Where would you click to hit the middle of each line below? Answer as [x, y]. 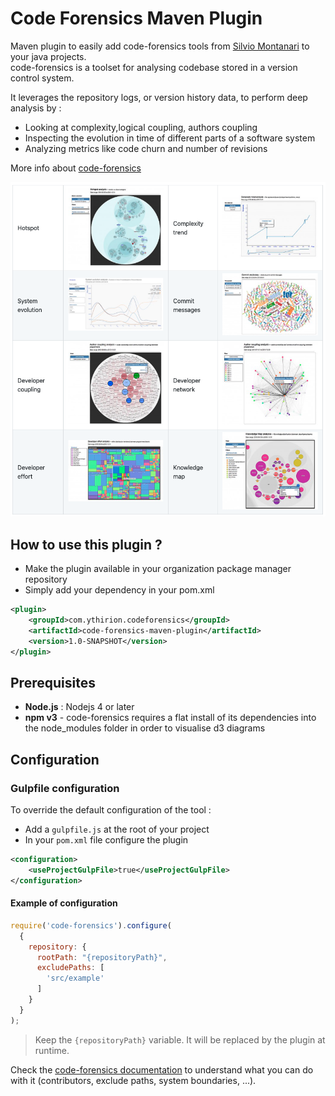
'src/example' [75, 978]
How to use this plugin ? [86, 544]
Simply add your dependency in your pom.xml [119, 590]
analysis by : [36, 108]
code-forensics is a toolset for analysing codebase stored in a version [154, 67]
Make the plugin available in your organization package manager [158, 569]
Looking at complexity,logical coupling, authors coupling [141, 127]
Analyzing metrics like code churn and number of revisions [146, 148]
